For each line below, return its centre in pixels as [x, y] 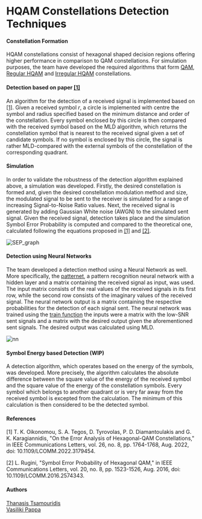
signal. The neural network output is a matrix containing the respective [94, 302]
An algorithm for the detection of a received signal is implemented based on [100, 101]
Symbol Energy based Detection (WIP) [55, 353]
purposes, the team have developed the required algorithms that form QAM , [100, 67]
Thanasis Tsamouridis [33, 503]
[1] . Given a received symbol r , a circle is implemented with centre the [93, 107]
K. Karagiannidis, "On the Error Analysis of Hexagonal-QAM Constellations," [100, 438]
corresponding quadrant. [37, 152]
